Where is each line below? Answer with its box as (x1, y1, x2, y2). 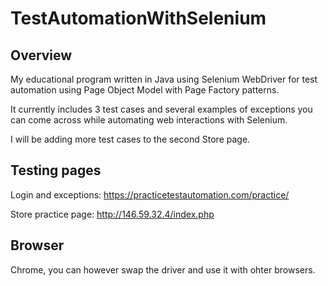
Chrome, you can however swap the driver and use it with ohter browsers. (10, 263, 316, 276)
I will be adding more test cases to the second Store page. (10, 133, 251, 145)
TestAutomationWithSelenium (10, 7, 267, 30)
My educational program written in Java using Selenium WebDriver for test (10, 73, 318, 85)
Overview (10, 47, 73, 64)
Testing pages (10, 162, 102, 179)
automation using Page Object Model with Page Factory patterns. (10, 84, 280, 96)
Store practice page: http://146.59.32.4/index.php (10, 208, 215, 220)
